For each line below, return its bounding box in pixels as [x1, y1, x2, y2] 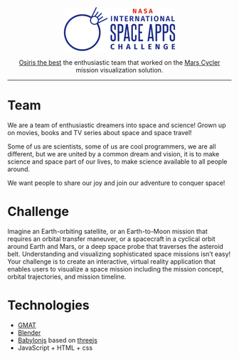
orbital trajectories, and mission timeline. [7, 272, 127, 281]
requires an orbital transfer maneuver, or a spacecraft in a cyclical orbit [7, 235, 216, 243]
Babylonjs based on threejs [17, 336, 98, 344]
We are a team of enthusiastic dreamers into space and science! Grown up [7, 121, 226, 129]
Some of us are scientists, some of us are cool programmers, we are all [7, 142, 216, 151]
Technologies [7, 297, 90, 313]
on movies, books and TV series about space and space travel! [7, 128, 192, 136]
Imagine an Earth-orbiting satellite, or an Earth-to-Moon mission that [7, 227, 208, 235]
